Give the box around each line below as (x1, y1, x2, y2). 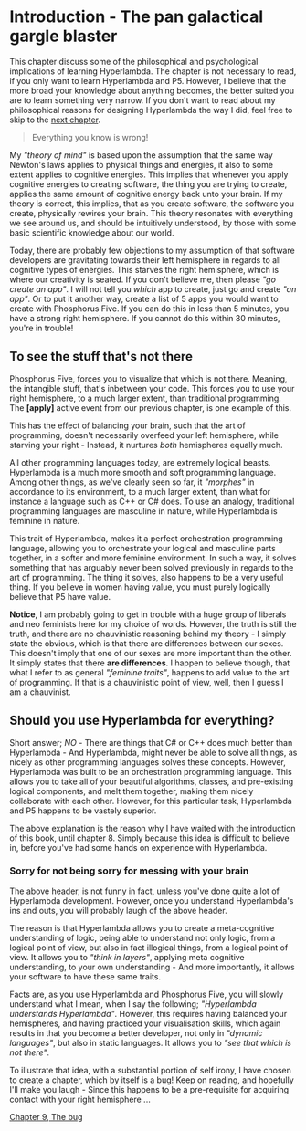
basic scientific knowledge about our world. (9, 226, 174, 238)
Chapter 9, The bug (9, 1111, 83, 1122)
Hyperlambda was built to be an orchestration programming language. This (9, 766, 292, 777)
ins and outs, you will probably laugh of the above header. (9, 905, 227, 916)
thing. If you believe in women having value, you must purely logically (9, 581, 271, 592)
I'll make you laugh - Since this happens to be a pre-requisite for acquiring (9, 1084, 290, 1094)
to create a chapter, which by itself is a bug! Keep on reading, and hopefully (9, 1074, 294, 1085)
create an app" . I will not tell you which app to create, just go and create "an (9, 283, 297, 294)
